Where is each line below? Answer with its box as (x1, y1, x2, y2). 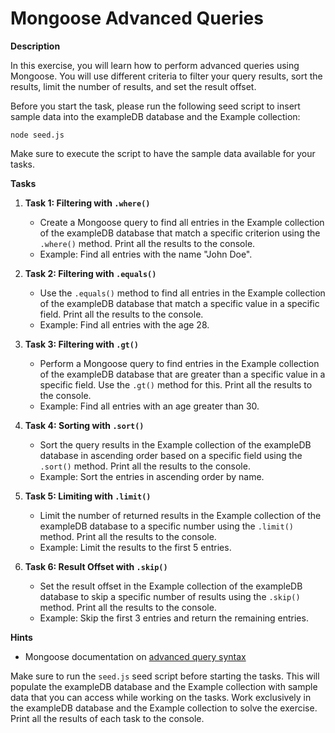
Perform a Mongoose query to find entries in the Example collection (39, 357, 320, 369)
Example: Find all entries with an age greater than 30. (39, 400, 260, 412)
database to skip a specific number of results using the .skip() (39, 590, 301, 602)
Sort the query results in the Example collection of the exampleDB (39, 438, 312, 451)
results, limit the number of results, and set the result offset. (10, 80, 257, 92)
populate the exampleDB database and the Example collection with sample (10, 680, 318, 692)
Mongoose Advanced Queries (10, 7, 264, 30)
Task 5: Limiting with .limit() (24, 490, 152, 502)
